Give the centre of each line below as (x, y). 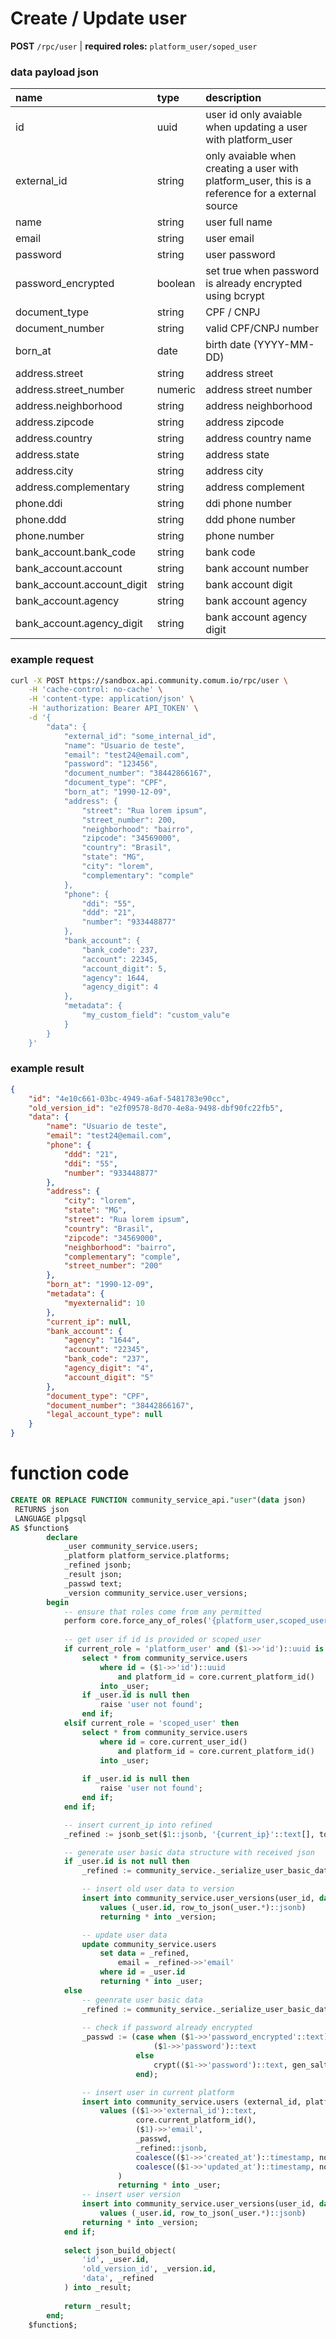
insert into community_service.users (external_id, (191, 2102)
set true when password (262, 271)
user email (230, 239)
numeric (176, 390)
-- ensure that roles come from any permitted (162, 1612)
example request (52, 660)
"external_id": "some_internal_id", (140, 736)
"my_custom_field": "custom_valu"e (155, 1015)
